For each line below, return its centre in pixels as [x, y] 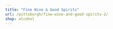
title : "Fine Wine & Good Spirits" [42, 10]
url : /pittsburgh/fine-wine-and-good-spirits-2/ [57, 14]
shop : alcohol [20, 19]
